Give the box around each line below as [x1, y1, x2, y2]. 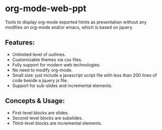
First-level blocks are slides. [12, 109, 69, 115]
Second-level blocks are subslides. [12, 115, 83, 121]
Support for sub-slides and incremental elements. [12, 83, 113, 88]
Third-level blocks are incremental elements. [12, 120, 102, 126]
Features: [5, 39, 35, 47]
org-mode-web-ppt [5, 3, 87, 14]
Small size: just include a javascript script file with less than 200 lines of [12, 72, 157, 78]
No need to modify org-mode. [12, 67, 73, 73]
